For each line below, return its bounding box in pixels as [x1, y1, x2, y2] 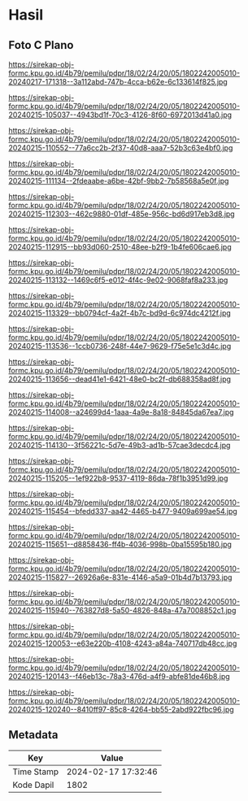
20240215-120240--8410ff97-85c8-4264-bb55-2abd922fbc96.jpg [8, 705, 234, 714]
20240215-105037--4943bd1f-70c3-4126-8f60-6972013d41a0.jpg [8, 110, 233, 120]
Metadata [8, 728, 59, 742]
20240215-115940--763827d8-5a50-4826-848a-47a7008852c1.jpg [8, 606, 237, 615]
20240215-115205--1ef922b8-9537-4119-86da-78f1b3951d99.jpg [8, 473, 228, 483]
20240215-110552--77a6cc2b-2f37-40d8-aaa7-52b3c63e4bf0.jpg [8, 143, 233, 152]
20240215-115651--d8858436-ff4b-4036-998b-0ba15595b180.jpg [8, 539, 232, 549]
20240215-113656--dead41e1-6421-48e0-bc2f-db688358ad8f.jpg [8, 374, 232, 384]
